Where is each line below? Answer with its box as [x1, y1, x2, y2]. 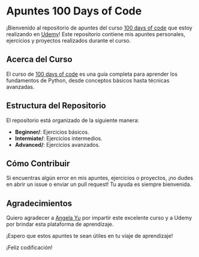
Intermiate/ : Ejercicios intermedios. [14, 134, 103, 142]
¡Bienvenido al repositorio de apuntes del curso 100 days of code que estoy [6, 24, 193, 31]
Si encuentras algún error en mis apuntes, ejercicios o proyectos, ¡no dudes [6, 175, 194, 182]
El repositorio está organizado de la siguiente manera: [6, 116, 140, 124]
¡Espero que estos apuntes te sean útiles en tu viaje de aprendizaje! [6, 232, 173, 240]
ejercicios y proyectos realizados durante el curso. [6, 37, 131, 44]
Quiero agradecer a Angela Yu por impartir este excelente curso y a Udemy [6, 214, 192, 221]
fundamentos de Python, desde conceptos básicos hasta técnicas [6, 76, 170, 84]
